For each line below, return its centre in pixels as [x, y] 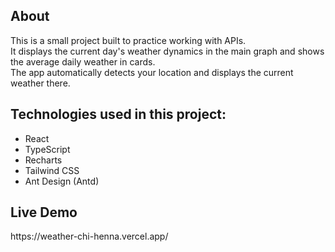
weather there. [40, 83]
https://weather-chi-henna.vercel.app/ [89, 236]
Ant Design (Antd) [62, 181]
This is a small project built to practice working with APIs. [128, 40]
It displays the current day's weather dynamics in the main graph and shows [167, 51]
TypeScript [47, 149]
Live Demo [44, 212]
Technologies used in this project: [118, 114]
